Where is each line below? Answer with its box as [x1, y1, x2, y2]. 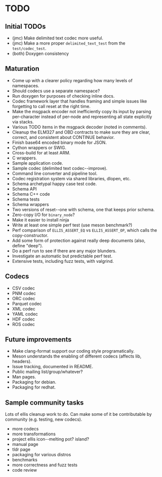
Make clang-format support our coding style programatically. [12, 348, 135, 354]
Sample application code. [12, 160, 63, 166]
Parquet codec [12, 301, 42, 307]
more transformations [12, 431, 56, 437]
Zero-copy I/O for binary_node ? [12, 212, 75, 218]
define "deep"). [12, 242, 43, 248]
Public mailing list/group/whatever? [12, 369, 83, 375]
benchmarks [12, 457, 37, 463]
